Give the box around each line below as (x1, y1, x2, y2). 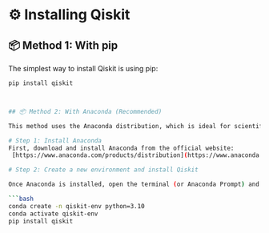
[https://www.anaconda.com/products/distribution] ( (11, 151, 188, 159)
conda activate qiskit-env (8, 210, 98, 218)
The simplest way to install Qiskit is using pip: (8, 64, 159, 73)
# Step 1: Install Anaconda (8, 136, 102, 145)
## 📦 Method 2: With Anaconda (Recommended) (8, 107, 163, 115)
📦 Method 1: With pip (8, 38, 118, 52)
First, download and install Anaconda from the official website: (8, 144, 235, 152)
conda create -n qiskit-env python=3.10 (8, 202, 146, 210)
